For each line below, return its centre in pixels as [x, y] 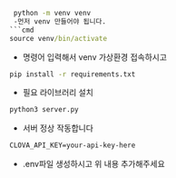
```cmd [22, 30]
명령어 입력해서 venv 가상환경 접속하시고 [95, 57]
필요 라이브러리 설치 [58, 93]
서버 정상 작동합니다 [58, 128]
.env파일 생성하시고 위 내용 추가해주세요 [93, 164]
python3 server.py [44, 110]
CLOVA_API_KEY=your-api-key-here [73, 145]
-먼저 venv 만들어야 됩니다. [60, 21]
